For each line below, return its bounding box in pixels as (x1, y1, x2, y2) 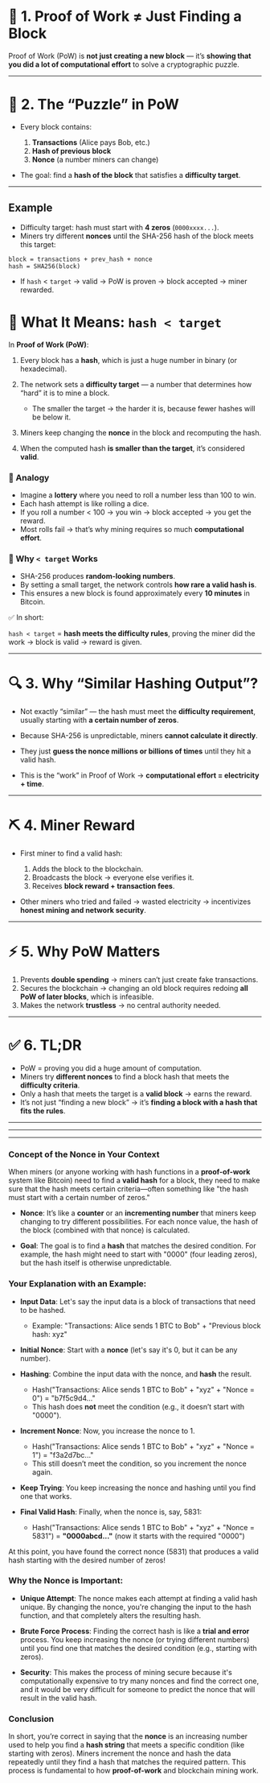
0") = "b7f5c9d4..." (31, 1393, 96, 1403)
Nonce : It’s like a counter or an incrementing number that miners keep (19, 1208, 257, 1218)
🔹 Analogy (8, 472, 50, 483)
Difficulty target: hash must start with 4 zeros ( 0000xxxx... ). (19, 222, 219, 232)
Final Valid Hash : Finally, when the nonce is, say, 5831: (19, 1507, 202, 1517)
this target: (19, 239, 56, 249)
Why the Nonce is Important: (8, 1575, 123, 1587)
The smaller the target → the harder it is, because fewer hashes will (31, 403, 256, 413)
